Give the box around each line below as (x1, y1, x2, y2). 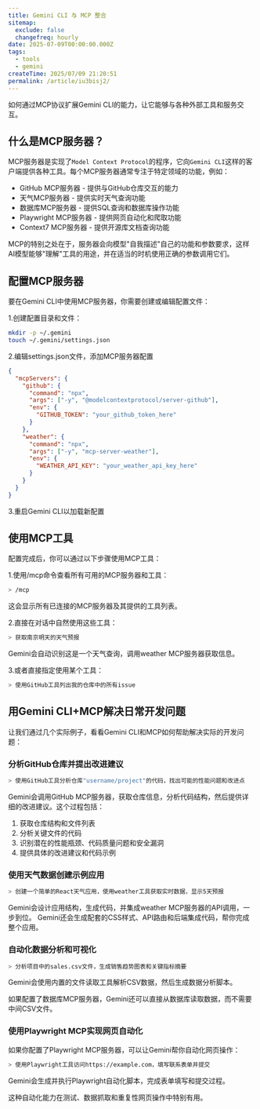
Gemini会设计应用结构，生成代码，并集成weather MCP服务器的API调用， (8, 903, 244, 913)
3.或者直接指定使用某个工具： (8, 666, 104, 675)
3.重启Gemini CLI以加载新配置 (8, 506, 105, 516)
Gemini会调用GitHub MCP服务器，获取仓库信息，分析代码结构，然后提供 (8, 792, 243, 801)
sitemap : (8, 19, 37, 27)
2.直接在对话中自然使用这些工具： (8, 618, 117, 628)
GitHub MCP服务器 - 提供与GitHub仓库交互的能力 (19, 184, 179, 193)
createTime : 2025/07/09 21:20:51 (8, 70, 117, 78)
